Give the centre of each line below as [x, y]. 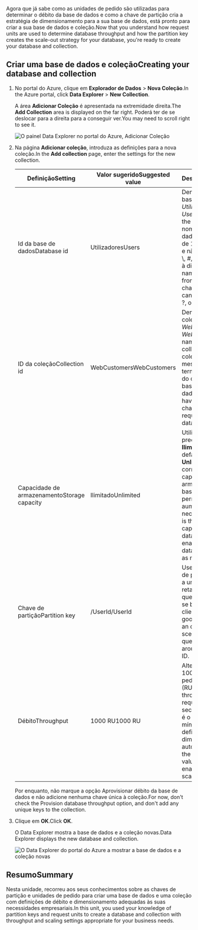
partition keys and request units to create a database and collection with [94, 914]
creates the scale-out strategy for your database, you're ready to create [93, 40]
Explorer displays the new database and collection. [76, 839]
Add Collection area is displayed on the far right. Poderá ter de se [95, 112]
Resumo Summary [40, 875]
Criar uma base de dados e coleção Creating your [98, 65]
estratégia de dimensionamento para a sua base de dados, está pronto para [98, 21]
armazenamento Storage [51, 495]
